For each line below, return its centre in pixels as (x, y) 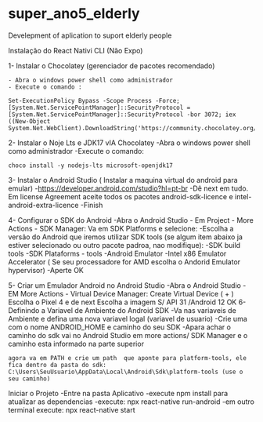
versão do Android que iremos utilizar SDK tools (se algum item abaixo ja (125, 237)
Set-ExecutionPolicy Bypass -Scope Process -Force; (94, 100)
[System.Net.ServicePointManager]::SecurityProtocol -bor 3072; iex (122, 115)
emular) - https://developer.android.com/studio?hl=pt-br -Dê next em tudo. (128, 188)
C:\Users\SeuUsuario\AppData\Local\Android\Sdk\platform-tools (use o (126, 372)
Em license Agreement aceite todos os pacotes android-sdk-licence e (121, 196)
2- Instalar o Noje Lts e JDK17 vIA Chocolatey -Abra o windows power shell (129, 143)
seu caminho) (29, 378)
